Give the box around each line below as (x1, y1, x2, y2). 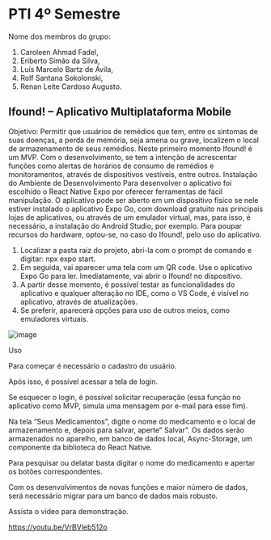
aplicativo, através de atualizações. (19, 297, 138, 306)
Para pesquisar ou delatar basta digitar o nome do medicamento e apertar (8, 458, 256, 467)
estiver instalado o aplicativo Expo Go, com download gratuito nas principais (8, 204, 264, 213)
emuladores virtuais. (19, 314, 89, 323)
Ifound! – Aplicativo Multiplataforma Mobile (8, 105, 232, 119)
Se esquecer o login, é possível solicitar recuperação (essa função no (8, 392, 241, 402)
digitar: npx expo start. (19, 254, 95, 264)
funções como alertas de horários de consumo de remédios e (8, 161, 214, 171)
